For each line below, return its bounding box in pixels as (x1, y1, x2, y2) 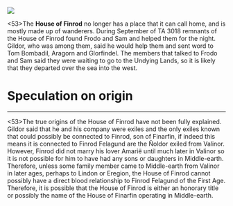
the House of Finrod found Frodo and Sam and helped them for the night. (7, 35, 216, 42)
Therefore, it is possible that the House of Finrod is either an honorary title (7, 184, 219, 192)
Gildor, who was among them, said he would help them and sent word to (7, 42, 214, 50)
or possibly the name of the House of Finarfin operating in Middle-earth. (7, 191, 214, 199)
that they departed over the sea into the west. (7, 64, 137, 72)
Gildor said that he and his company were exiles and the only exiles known (7, 125, 221, 133)
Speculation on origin (7, 88, 133, 104)
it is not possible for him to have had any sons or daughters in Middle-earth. (7, 154, 224, 162)
